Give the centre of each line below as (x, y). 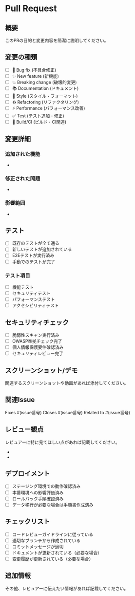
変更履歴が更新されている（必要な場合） (53, 559)
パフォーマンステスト (33, 299)
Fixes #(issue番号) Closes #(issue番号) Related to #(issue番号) (68, 412)
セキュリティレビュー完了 (38, 353)
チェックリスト (28, 521)
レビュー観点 (24, 430)
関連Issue (20, 400)
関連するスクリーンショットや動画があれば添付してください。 (67, 383)
